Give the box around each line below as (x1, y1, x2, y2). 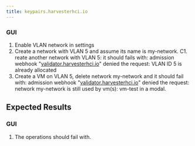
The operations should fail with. (14, 133, 91, 140)
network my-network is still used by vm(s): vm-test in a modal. (14, 85, 166, 92)
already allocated (14, 66, 57, 74)
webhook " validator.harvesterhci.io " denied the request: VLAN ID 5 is (14, 60, 182, 67)
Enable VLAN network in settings (14, 41, 95, 48)
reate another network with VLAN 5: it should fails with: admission (14, 54, 174, 61)
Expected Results (6, 102, 72, 112)
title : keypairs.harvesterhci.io (6, 8, 88, 15)
